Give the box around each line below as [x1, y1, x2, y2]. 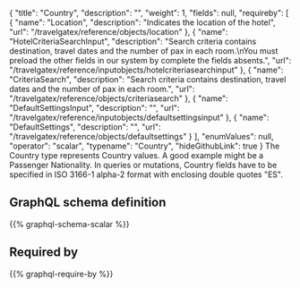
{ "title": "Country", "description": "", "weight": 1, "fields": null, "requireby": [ [9, 8, 289, 18]
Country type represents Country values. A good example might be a [9, 150, 264, 160]
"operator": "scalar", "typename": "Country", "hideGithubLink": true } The [9, 140, 280, 151]
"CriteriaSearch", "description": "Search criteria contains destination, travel [9, 74, 287, 84]
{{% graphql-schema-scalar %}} [9, 218, 130, 229]
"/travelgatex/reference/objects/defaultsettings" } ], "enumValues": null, [9, 131, 274, 141]
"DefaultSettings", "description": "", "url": [9, 122, 161, 132]
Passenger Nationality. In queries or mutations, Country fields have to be [9, 160, 278, 170]
